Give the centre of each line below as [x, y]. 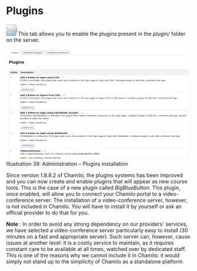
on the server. [23, 40]
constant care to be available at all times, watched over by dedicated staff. [96, 249]
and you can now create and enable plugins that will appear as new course [97, 181]
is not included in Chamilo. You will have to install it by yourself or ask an [94, 206]
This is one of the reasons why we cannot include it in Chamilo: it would [93, 255]
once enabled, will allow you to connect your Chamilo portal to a [84, 194]
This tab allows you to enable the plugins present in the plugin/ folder [102, 34]
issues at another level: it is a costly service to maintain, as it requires [90, 243]
